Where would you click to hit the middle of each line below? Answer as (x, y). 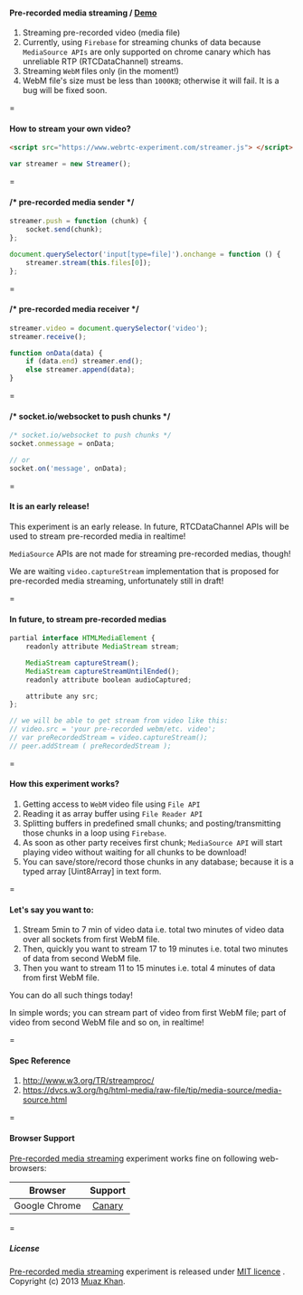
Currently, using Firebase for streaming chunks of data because (142, 43)
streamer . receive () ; (48, 336)
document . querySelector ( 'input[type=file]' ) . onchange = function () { (145, 254)
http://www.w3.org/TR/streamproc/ (88, 1081)
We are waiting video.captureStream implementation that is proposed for (144, 571)
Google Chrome (47, 1205)
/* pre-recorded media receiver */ (74, 309)
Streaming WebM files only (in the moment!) (100, 71)
